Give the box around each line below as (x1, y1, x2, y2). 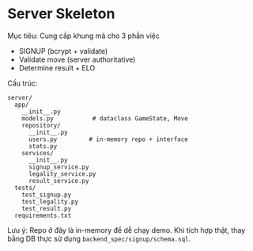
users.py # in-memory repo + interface (28, 135, 189, 143)
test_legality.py (21, 197, 79, 206)
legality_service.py (28, 169, 96, 178)
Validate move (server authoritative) (18, 55, 136, 64)
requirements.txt (14, 211, 72, 219)
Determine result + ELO (18, 63, 96, 72)
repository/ (21, 121, 61, 129)
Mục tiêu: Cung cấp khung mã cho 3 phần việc (7, 31, 160, 40)
